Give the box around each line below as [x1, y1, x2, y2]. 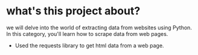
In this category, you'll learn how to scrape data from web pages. [6, 30, 168, 37]
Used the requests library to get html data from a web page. [14, 42, 164, 49]
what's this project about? [6, 4, 141, 18]
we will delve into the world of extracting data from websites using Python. [6, 24, 192, 31]
